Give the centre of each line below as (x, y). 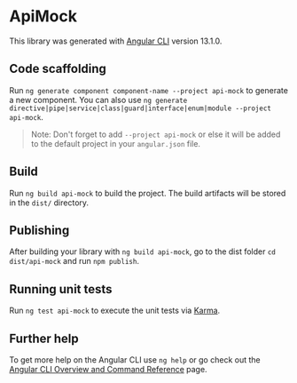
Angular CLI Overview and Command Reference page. (108, 369)
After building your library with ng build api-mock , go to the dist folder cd (143, 251)
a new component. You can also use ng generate (98, 100)
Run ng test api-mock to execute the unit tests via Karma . (115, 311)
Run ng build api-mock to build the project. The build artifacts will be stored (148, 193)
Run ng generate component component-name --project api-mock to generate (148, 90)
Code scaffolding (58, 69)
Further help (44, 338)
